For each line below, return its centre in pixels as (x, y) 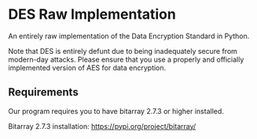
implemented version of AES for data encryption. (87, 67)
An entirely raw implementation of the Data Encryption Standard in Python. (129, 36)
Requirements (43, 93)
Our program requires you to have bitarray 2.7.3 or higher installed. (116, 111)
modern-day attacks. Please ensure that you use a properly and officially (126, 59)
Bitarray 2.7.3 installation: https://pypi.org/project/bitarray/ (102, 126)
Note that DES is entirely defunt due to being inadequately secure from (123, 51)
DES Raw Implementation (92, 14)
